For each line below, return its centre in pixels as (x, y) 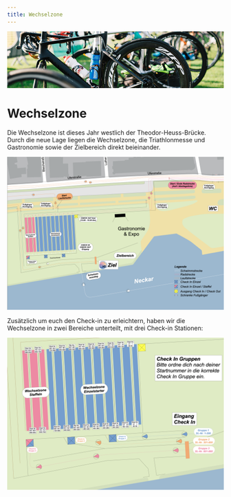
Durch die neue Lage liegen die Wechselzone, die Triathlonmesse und (106, 140)
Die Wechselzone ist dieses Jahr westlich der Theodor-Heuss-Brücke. (107, 133)
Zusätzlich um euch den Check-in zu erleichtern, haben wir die (96, 320)
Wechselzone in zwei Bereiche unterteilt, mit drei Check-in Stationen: (105, 328)
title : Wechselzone (35, 14)
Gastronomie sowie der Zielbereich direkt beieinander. (84, 147)
